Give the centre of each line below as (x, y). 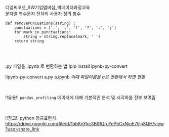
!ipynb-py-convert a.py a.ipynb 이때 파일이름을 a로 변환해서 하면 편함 (75, 77)
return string (29, 41)
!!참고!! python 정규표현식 (31, 118)
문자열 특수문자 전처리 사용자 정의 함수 (43, 14)
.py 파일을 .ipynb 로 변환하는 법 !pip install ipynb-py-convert (67, 66)
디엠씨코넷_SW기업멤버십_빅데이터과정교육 (48, 7)
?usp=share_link (22, 129)
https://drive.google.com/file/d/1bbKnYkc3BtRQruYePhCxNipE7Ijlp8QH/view (85, 124)
